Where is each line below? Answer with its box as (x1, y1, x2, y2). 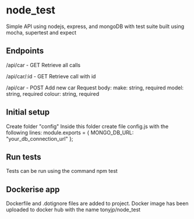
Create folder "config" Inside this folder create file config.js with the (6, 123, 169, 130)
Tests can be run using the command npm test (6, 168, 118, 175)
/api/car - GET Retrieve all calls (6, 61, 81, 68)
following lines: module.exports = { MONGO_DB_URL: (6, 129, 134, 136)
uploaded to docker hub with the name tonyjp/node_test (6, 206, 141, 213)
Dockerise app (6, 185, 60, 194)
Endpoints (6, 46, 44, 56)
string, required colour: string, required (6, 90, 100, 97)
